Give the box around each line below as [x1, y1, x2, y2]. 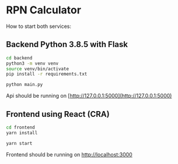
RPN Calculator [6, 3, 82, 17]
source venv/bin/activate [6, 66, 69, 72]
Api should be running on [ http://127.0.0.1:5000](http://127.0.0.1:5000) [6, 92, 172, 99]
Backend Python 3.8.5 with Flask [6, 40, 128, 49]
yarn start [6, 140, 33, 146]
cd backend [6, 55, 33, 61]
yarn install [6, 130, 38, 136]
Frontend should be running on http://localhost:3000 [6, 151, 132, 158]
